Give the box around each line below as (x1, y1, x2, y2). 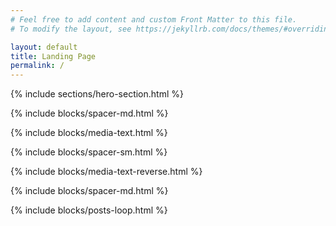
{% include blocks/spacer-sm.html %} (10, 146, 168, 158)
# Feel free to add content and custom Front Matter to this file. (10, 14, 298, 25)
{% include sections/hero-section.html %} (10, 88, 184, 100)
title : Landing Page (10, 51, 97, 61)
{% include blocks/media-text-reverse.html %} (10, 166, 203, 178)
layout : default (10, 42, 78, 52)
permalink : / (10, 61, 65, 71)
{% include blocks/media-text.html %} (10, 127, 168, 139)
